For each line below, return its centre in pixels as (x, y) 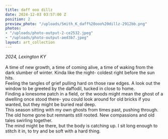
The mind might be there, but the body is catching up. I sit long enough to (81, 125)
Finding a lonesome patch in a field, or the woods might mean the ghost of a (84, 93)
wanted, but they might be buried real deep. (51, 104)
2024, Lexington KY (26, 56)
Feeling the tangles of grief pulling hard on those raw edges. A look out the (83, 83)
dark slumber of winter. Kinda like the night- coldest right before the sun (80, 72)
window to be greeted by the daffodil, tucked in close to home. (70, 88)
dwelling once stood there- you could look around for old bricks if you (78, 99)
